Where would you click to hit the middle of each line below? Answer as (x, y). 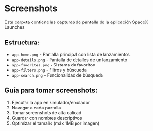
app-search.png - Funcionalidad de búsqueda (57, 75)
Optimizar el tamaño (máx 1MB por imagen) (55, 123)
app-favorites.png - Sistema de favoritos (53, 65)
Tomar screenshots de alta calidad (47, 112)
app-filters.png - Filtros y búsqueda (49, 70)
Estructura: (22, 43)
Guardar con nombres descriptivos (47, 118)
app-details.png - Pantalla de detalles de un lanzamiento (69, 60)
